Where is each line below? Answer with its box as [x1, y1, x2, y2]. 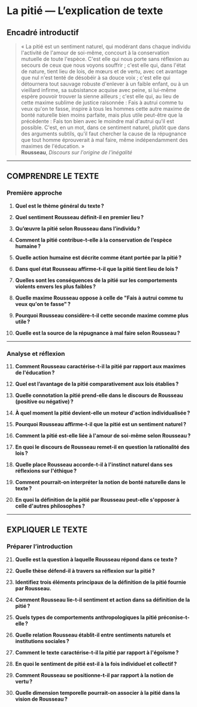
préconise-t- [158, 614, 190, 621]
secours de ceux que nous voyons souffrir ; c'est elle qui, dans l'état [20, 62, 186, 69]
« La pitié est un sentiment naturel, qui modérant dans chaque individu [20, 43, 191, 50]
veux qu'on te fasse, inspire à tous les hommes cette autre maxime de [20, 106, 190, 112]
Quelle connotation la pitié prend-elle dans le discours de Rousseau [15, 392, 184, 399]
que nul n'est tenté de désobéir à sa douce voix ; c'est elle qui [20, 74, 171, 81]
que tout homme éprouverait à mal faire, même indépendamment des [20, 137, 188, 143]
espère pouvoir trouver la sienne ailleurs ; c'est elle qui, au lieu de [20, 93, 179, 100]
